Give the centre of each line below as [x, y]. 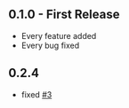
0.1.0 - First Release [64, 15]
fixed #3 [36, 94]
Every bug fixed [50, 45]
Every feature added [59, 35]
